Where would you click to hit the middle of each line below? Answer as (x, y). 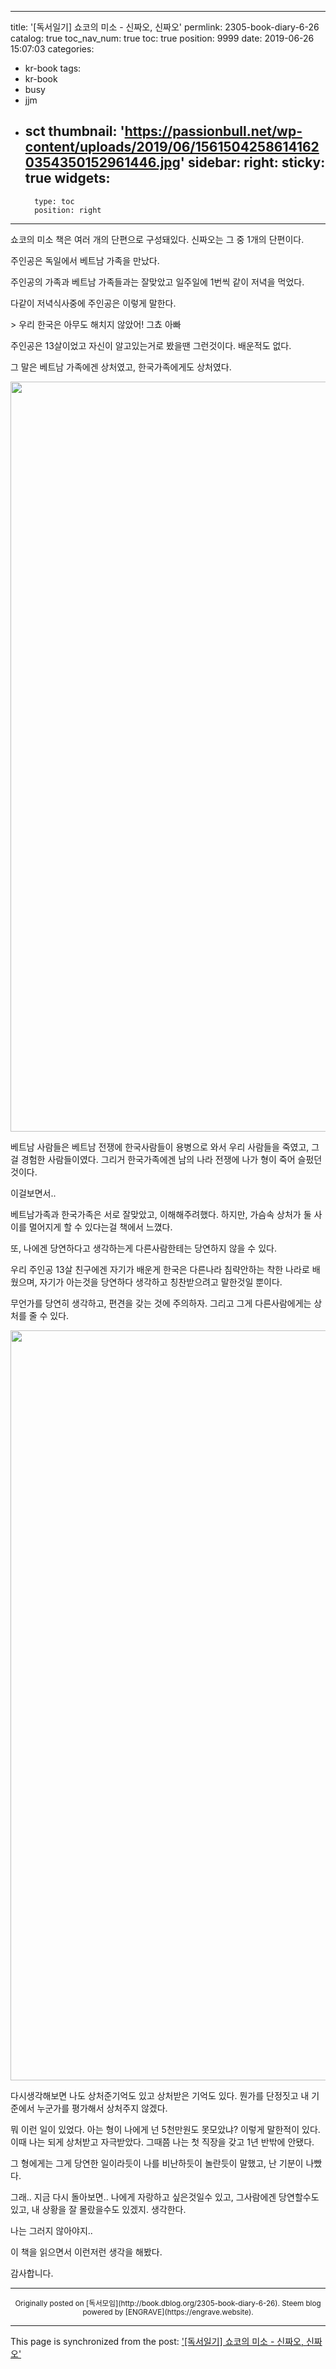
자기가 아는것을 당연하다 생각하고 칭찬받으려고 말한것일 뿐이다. (161, 1282)
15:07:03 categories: (52, 49)
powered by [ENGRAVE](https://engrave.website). (168, 2312)
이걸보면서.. (33, 1193)
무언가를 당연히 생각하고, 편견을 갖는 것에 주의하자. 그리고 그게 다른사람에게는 (161, 1303)
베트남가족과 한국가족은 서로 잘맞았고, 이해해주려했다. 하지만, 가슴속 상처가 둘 (161, 1214)
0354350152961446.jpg (102, 162)
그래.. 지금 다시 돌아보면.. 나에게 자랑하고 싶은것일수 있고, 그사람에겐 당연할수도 (165, 2197)
